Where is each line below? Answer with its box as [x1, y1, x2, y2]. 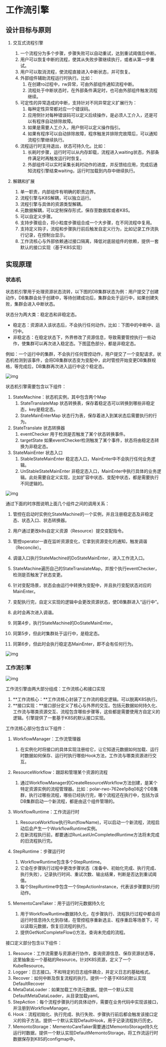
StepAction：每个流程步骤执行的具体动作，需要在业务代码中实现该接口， [12, 999, 161, 1004]
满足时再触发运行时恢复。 [32, 155, 84, 161]
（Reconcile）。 [12, 545, 44, 550]
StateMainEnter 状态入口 [12, 450, 63, 455]
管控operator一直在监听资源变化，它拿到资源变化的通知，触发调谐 [12, 538, 148, 544]
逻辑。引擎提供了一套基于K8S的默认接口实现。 [12, 715, 108, 721]
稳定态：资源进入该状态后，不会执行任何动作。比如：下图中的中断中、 [12, 322, 156, 328]
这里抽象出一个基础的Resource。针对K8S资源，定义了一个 [12, 956, 132, 962]
